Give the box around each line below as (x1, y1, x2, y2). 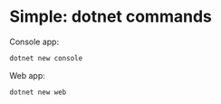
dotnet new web (9, 88, 67, 97)
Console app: (9, 36, 60, 47)
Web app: (9, 70, 45, 80)
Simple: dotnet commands (9, 6, 213, 27)
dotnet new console (9, 53, 83, 62)
